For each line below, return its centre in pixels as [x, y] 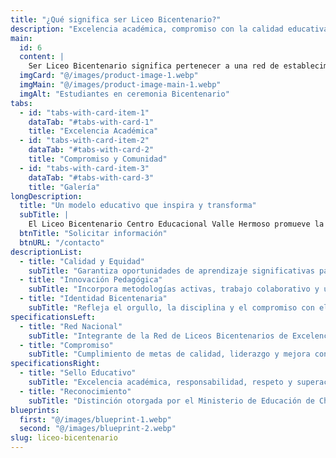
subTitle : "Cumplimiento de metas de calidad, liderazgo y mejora [169, 354]
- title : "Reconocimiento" [75, 391]
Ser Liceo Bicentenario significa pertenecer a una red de [154, 66]
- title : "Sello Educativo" [78, 373]
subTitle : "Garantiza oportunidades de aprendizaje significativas [171, 271]
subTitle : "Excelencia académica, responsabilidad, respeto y [160, 382]
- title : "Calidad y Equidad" [82, 261]
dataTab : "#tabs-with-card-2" [91, 150]
